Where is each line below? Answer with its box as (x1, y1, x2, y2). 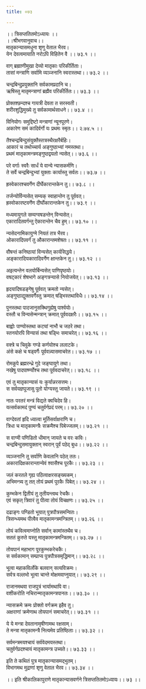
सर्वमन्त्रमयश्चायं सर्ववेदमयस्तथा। (6, 638, 66, 646)
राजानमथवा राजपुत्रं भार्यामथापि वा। (6, 582, 70, 590)
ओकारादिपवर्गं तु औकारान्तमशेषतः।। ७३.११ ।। (6, 236, 98, 243)
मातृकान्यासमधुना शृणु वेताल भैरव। (6, 43, 70, 51)
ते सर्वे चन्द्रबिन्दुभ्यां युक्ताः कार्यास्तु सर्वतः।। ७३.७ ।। (6, 168, 106, 176)
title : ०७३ (6, 8, 33, 15)
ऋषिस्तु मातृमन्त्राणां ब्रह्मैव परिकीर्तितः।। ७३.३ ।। (6, 87, 99, 95)
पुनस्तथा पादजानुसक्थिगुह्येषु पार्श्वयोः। (6, 304, 75, 311)
